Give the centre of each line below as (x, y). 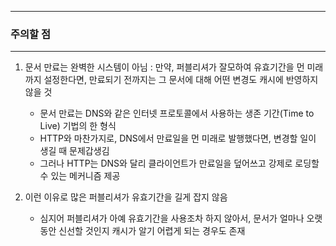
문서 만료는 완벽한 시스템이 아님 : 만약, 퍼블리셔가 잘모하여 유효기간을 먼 (164, 67)
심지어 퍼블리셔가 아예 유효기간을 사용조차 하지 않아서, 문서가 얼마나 (172, 218)
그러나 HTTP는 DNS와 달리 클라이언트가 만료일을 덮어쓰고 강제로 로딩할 (179, 163)
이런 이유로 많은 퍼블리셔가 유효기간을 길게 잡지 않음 (126, 197)
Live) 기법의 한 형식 (78, 126)
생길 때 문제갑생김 (74, 151)
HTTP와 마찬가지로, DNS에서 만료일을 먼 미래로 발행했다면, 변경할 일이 (178, 138)
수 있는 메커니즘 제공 (80, 176)
